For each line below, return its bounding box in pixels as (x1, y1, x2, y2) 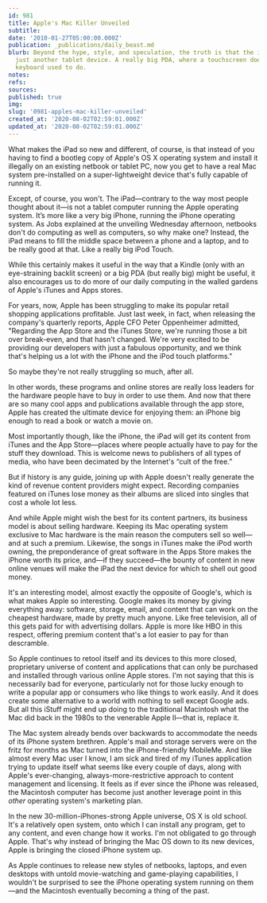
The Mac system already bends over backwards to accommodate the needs (8, 728, 258, 738)
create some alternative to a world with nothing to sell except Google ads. (8, 695, 250, 705)
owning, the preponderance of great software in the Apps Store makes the (8, 547, 252, 556)
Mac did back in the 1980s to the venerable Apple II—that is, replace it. (8, 713, 240, 722)
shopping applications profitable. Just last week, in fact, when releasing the (8, 309, 256, 318)
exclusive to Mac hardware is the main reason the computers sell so (8, 530, 231, 539)
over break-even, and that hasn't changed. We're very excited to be (8, 334, 230, 344)
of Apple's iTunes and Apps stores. (8, 285, 123, 294)
